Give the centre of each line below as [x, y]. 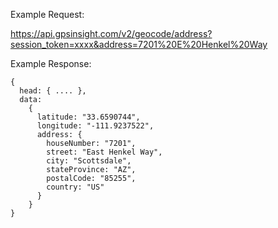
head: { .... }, [53, 91]
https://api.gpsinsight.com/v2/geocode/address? [111, 33]
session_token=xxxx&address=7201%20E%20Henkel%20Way [139, 44]
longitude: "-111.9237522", [95, 126]
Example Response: [51, 63]
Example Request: [47, 14]
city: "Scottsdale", [89, 161]
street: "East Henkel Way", [104, 152]
